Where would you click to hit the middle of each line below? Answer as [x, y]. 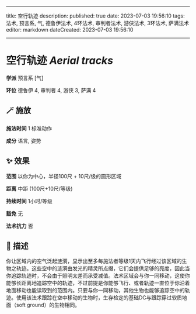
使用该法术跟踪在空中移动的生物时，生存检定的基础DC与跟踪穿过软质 [99, 298]
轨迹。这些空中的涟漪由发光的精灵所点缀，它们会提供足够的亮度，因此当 [103, 268]
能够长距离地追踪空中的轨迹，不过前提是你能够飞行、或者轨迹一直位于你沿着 [98, 283]
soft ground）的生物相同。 [48, 305]
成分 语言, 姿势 [24, 140]
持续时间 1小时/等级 [29, 201]
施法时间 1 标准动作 [29, 128]
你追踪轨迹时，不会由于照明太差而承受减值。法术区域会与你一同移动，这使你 [98, 276]
